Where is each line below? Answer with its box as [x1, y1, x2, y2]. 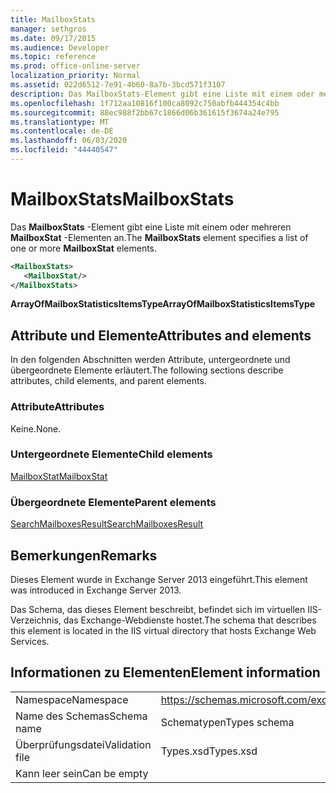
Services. [10, 635, 50, 647]
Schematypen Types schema [160, 715, 295, 729]
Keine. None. [10, 422, 62, 435]
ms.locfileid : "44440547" [10, 145, 118, 155]
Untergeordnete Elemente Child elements [10, 447, 213, 461]
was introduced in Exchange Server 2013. [10, 584, 182, 596]
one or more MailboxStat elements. [10, 242, 158, 254]
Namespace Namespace [15, 692, 129, 706]
